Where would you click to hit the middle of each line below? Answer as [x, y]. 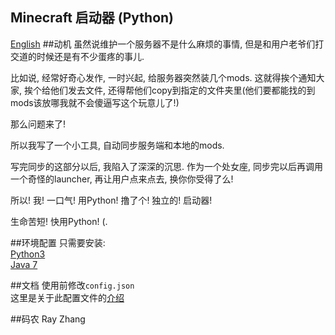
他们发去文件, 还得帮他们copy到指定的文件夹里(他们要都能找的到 [182, 90]
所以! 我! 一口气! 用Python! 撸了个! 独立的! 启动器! [111, 200]
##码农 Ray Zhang [48, 319]
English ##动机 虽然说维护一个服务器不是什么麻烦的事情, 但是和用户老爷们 [163, 44]
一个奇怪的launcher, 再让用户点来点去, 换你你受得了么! [122, 179]
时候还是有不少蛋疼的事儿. [90, 56]
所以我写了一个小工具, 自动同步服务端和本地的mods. [117, 145]
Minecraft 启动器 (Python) [92, 18]
